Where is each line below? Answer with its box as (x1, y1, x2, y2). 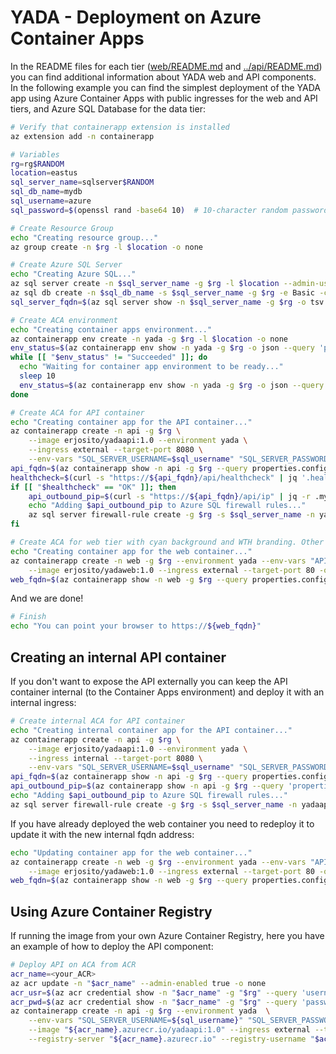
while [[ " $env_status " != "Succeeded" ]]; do (10, 352, 208, 363)
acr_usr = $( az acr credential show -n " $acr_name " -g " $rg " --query (10, 987, 298, 998)
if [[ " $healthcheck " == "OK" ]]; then (10, 482, 177, 492)
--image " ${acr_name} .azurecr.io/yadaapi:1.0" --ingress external (28, 1025, 311, 1035)
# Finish (10, 612, 47, 622)
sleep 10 (19, 371, 56, 381)
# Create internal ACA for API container (10, 716, 186, 726)
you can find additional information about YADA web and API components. (10, 71, 317, 83)
